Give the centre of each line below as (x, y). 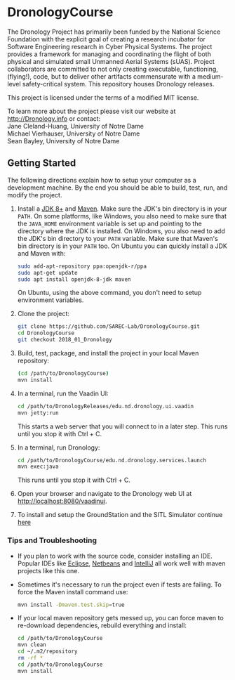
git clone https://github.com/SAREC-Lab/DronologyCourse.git (109, 327)
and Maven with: (41, 253)
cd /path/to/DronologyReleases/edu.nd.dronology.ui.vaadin (106, 406)
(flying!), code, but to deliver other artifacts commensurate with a (102, 76)
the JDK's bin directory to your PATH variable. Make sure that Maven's (118, 238)
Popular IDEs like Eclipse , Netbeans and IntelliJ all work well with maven (121, 563)
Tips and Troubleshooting (52, 540)
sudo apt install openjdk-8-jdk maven (74, 279)
